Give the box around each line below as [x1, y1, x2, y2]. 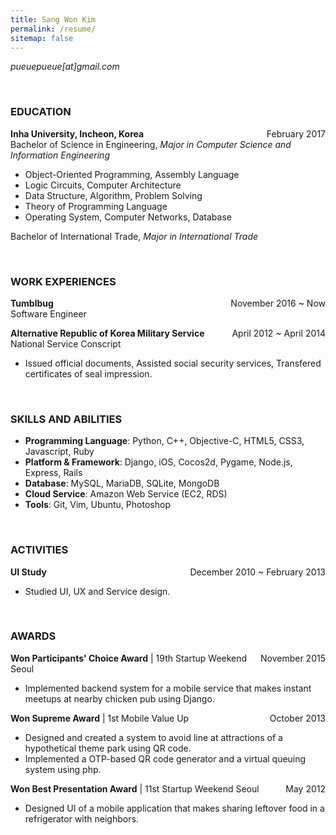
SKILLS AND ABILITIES [10, 412, 123, 426]
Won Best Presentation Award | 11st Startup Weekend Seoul [10, 782, 260, 795]
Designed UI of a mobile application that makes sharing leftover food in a [24, 802, 325, 814]
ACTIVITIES [10, 543, 69, 557]
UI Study [10, 566, 47, 578]
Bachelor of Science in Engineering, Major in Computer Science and [10, 138, 292, 150]
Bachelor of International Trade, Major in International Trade [10, 230, 259, 242]
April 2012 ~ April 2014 [231, 327, 326, 339]
